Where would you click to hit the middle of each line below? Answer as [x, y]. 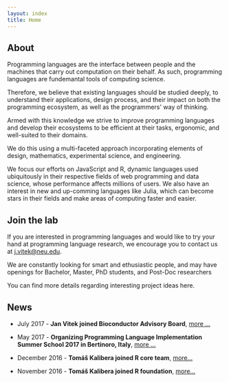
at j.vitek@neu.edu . [34, 252]
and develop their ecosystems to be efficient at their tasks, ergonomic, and [113, 128]
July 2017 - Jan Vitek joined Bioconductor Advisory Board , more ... [114, 323]
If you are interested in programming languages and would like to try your [111, 237]
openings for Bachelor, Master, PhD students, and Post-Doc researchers [109, 272]
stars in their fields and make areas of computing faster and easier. [102, 199]
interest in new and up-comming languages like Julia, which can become [111, 191]
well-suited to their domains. [47, 135]
